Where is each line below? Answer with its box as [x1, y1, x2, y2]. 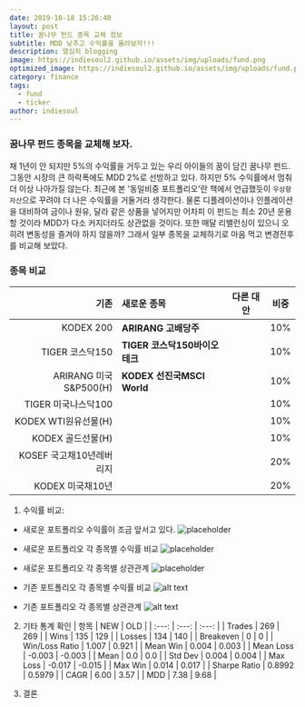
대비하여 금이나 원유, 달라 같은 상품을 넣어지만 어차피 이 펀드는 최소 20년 [18, 205, 275, 216]
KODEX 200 [61, 321, 113, 334]
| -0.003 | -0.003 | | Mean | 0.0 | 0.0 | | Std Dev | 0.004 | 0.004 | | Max [22, 650, 285, 661]
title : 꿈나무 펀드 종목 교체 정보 [9, 30, 123, 39]
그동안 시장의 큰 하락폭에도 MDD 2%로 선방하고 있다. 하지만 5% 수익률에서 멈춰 [9, 172, 293, 183]
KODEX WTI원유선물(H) [15, 414, 113, 427]
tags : [9, 81, 30, 90]
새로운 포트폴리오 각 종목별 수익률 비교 [22, 543, 159, 554]
